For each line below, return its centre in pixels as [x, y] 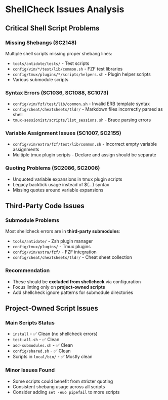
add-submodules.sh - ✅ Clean [43, 345]
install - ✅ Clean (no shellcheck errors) [55, 334]
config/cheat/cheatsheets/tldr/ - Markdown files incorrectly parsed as [88, 109]
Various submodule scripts [40, 79]
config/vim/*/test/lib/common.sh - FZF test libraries [68, 69]
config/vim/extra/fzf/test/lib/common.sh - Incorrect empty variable [85, 144]
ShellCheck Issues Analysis [65, 9]
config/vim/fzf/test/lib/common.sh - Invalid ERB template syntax [81, 104]
